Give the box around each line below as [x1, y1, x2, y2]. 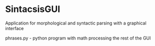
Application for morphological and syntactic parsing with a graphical [5, 20, 146, 26]
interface [5, 25, 24, 31]
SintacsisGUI [5, 3, 60, 15]
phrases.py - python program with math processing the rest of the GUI [5, 35, 151, 41]
